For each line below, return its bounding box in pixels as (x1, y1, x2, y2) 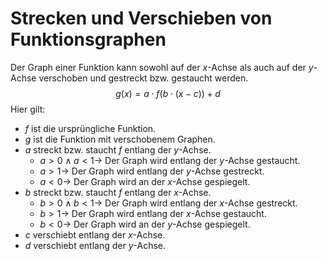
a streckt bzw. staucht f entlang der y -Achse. (24, 143, 212, 156)
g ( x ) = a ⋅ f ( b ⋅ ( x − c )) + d (115, 87, 221, 99)
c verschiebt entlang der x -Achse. (24, 228, 166, 241)
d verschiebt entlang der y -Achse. (24, 239, 167, 251)
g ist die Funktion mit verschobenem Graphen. (24, 133, 216, 145)
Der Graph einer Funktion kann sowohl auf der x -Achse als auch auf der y (10, 61, 314, 73)
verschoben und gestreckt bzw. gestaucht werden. (38, 72, 249, 84)
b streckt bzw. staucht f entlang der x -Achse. (24, 186, 212, 198)
